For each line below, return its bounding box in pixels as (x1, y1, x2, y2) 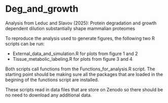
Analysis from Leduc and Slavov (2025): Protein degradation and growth (5, 20, 157, 26)
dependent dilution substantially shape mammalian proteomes (5, 25, 136, 31)
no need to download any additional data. (5, 92, 92, 98)
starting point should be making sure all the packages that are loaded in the (5, 71, 163, 77)
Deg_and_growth (5, 3, 79, 15)
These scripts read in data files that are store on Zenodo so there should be (5, 86, 163, 92)
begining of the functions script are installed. (5, 76, 99, 83)
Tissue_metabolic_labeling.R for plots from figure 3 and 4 (12, 56, 133, 62)
